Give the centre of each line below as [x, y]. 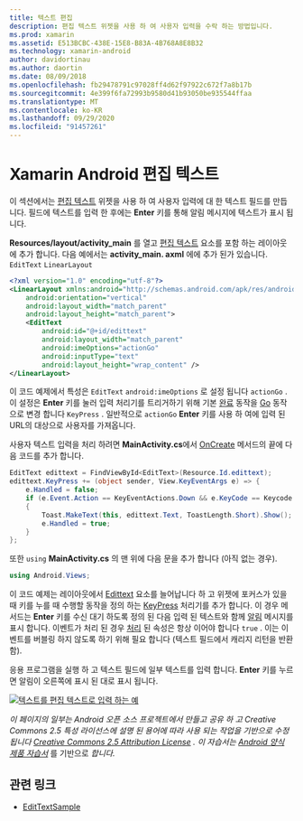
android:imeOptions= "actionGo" [101, 348]
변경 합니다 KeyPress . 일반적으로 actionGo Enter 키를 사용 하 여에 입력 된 [156, 414]
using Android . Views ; [50, 576]
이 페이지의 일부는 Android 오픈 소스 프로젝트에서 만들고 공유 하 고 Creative [143, 720]
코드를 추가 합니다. [51, 456]
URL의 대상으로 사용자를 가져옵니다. [73, 425]
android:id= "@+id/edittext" [94, 331]
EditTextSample [51, 807]
